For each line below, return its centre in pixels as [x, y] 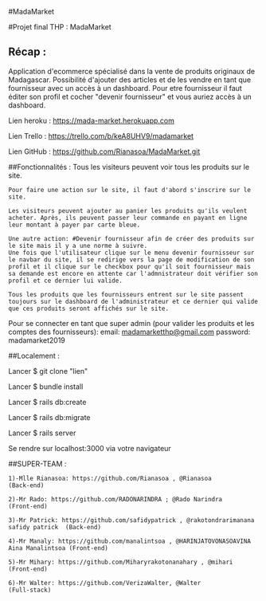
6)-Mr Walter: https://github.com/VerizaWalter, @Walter [105, 583]
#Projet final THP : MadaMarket [60, 27]
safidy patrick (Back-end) [55, 527]
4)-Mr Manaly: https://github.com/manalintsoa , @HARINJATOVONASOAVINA [129, 541]
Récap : [27, 52]
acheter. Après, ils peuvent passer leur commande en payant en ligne [128, 218]
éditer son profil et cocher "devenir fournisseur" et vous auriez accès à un [130, 96]
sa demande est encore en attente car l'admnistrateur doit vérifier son [133, 273]
